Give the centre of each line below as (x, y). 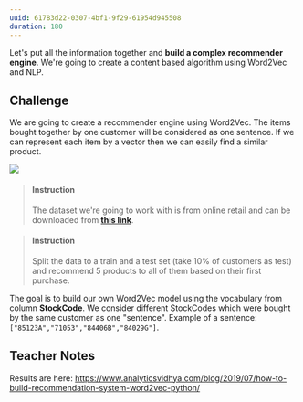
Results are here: (41, 378)
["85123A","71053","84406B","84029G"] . (84, 327)
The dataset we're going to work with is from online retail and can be (161, 210)
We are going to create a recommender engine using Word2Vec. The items (150, 122)
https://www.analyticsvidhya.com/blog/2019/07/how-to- (181, 378)
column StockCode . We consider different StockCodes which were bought (150, 308)
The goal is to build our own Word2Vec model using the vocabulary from (146, 298)
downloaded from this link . (83, 219)
